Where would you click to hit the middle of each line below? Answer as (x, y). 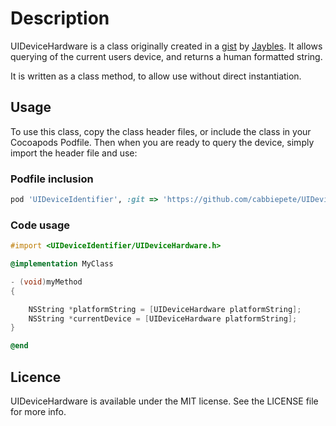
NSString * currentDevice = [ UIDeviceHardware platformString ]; (163, 318)
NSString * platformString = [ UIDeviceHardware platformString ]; (165, 309)
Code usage (40, 225)
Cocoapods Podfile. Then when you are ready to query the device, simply (162, 142)
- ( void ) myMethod (46, 282)
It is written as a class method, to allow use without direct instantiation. (156, 76)
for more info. (38, 412)
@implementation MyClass (62, 264)
